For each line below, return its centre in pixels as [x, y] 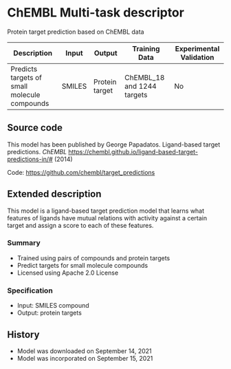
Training [146, 48]
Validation [197, 57]
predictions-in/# [30, 159]
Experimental [197, 48]
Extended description [54, 194]
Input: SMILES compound [53, 306]
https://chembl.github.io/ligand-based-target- [133, 151]
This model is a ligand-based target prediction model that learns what [106, 211]
